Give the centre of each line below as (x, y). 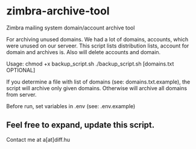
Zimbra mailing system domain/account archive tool (71, 28)
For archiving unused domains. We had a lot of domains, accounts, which (97, 39)
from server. (22, 94)
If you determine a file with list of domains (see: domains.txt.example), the (98, 82)
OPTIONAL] (21, 70)
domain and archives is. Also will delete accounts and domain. (84, 52)
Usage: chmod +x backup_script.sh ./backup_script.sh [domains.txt (90, 64)
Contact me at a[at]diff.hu (38, 139)
